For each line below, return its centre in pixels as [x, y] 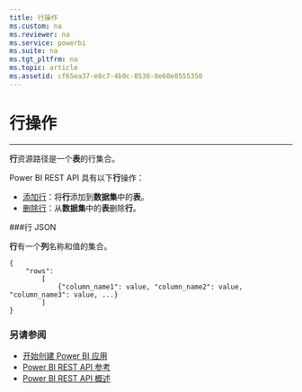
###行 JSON [33, 227]
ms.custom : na [36, 26]
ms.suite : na [34, 51]
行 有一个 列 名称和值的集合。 [61, 246]
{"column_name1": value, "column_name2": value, [150, 287]
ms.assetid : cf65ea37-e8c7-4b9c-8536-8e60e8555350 [106, 76]
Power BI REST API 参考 [66, 367]
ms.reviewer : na [40, 34]
